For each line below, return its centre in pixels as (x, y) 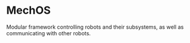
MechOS (29, 10)
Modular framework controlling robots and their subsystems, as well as (95, 27)
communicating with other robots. (49, 33)
